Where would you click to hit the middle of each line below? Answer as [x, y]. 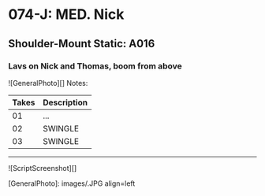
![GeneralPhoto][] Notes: [48, 83]
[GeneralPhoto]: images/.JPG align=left [72, 183]
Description [65, 102]
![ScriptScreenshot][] [43, 168]
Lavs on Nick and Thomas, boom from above [95, 66]
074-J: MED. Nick [66, 15]
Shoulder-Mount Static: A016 [82, 44]
